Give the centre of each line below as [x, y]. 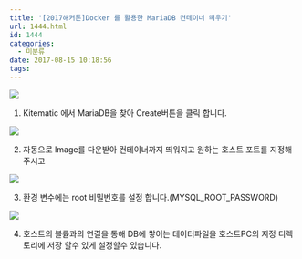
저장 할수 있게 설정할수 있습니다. [104, 245]
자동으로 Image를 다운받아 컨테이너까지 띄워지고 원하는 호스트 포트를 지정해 [157, 149]
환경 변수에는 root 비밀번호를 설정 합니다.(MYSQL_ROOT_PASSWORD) [151, 197]
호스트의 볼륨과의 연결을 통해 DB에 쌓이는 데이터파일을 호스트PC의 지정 [149, 233]
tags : [20, 69]
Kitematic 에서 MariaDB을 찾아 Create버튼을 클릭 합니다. [125, 113]
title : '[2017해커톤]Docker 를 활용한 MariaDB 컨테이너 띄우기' [121, 18]
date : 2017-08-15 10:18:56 [61, 60]
